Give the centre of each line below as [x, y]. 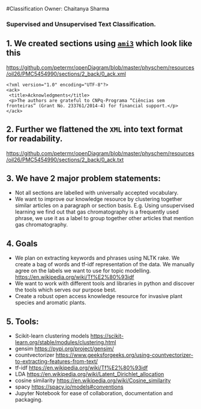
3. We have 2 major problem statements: [83, 178]
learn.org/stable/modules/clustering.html [65, 342]
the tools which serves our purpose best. [66, 290]
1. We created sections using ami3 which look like [99, 43]
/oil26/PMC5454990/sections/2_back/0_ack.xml [66, 74]
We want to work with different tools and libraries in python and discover [105, 284]
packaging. [29, 399]
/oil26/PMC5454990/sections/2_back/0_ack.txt [65, 160]
